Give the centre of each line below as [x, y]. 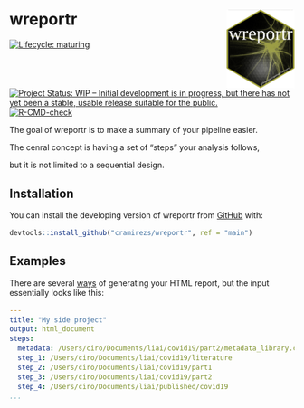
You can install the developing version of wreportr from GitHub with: [137, 215]
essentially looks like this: [57, 292]
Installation [42, 193]
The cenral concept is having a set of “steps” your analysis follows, [135, 147]
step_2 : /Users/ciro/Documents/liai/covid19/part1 [115, 367]
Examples [38, 261]
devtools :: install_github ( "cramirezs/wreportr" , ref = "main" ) [131, 232]
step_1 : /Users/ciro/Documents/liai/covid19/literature [125, 358]
